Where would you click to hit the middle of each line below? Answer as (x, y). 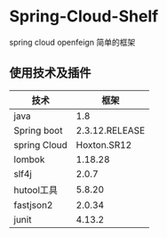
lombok (29, 159)
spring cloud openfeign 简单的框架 (72, 42)
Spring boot (38, 130)
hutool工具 (36, 190)
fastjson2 (33, 205)
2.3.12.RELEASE (111, 130)
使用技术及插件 (50, 73)
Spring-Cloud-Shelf (84, 16)
